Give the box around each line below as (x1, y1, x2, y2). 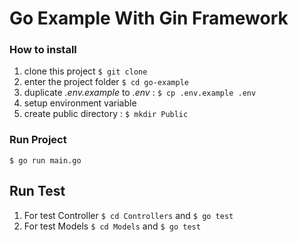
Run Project (9, 133, 67, 147)
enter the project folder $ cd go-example (23, 76, 189, 88)
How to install (9, 43, 77, 57)
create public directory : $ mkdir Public (23, 108, 189, 120)
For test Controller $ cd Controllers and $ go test (23, 209, 234, 221)
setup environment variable (23, 97, 137, 109)
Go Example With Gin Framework (9, 7, 289, 30)
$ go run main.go (9, 155, 82, 166)
